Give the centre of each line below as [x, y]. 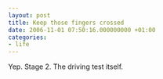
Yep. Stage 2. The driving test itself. [66, 66]
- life [19, 45]
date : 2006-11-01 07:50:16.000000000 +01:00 [82, 30]
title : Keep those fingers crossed [66, 23]
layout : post [29, 15]
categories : [27, 37]
